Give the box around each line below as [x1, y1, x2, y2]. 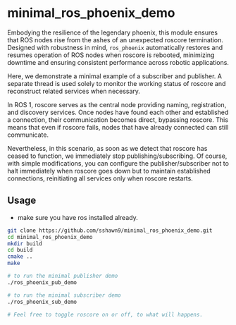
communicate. [7, 130, 49, 139]
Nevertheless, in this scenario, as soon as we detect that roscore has [7, 144, 208, 152]
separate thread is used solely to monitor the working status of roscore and [7, 79, 226, 87]
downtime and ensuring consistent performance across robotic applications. [7, 58, 229, 66]
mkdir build [7, 240, 42, 247]
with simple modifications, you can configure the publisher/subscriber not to [7, 159, 229, 167]
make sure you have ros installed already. [17, 213, 139, 221]
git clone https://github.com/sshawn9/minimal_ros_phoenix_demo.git [7, 227, 213, 234]
